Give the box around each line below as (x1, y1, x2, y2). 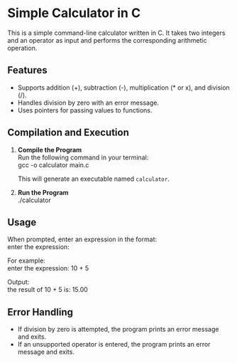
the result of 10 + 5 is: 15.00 (7, 285, 89, 294)
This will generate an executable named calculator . (17, 174, 170, 183)
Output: (7, 278, 30, 286)
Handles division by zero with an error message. (17, 98, 160, 107)
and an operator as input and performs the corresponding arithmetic (7, 36, 207, 44)
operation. (7, 43, 38, 52)
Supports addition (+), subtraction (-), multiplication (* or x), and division (17, 83, 231, 92)
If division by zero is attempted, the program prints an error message (17, 325, 219, 334)
